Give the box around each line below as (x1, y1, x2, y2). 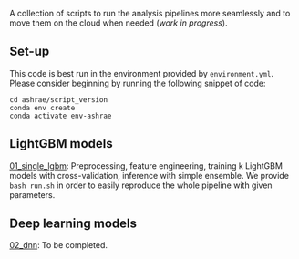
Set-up (9, 44, 50, 59)
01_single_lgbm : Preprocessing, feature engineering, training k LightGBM (9, 160, 283, 171)
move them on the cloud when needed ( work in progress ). (9, 17, 228, 28)
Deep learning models (9, 216, 138, 232)
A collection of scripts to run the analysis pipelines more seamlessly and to (9, 8, 291, 18)
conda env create (9, 103, 76, 112)
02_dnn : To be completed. (9, 240, 108, 251)
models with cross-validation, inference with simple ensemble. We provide (9, 170, 290, 181)
